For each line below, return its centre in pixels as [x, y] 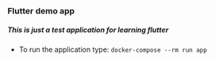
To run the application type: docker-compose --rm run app [113, 49]
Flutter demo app [41, 11]
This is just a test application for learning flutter [88, 30]
